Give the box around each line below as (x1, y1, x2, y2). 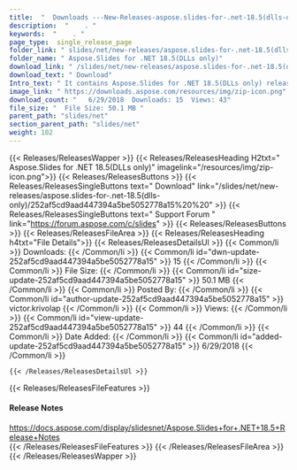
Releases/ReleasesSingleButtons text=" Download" (9, 181, 196, 191)
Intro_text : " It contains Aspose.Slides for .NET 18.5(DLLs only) (9, 79, 263, 88)
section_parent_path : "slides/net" (9, 120, 141, 129)
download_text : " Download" (9, 71, 113, 80)
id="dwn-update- (195, 246, 261, 257)
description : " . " (9, 21, 97, 30)
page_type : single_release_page (9, 37, 133, 47)
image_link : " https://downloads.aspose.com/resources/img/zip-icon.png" (9, 87, 287, 96)
